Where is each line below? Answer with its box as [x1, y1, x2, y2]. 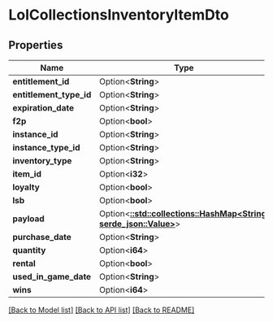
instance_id [12, 128, 58, 140]
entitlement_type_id [12, 89, 92, 100]
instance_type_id [12, 142, 80, 153]
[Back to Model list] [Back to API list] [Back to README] [8, 305, 195, 315]
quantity [12, 245, 46, 255]
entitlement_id [12, 76, 70, 87]
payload [12, 213, 45, 224]
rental [12, 258, 37, 269]
